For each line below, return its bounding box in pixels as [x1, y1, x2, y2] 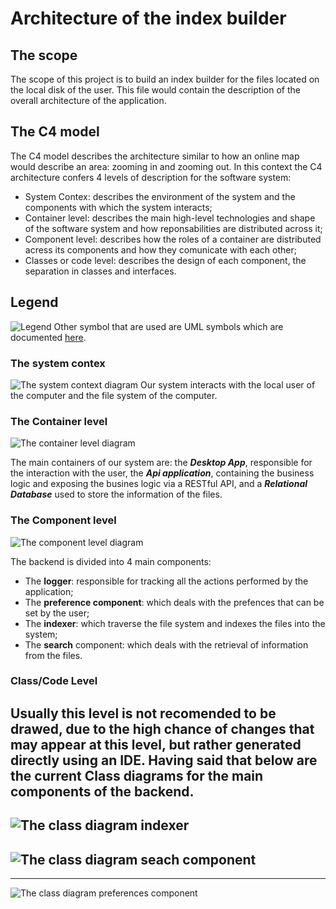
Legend [10, 294, 59, 311]
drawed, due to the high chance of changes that [10, 720, 315, 737]
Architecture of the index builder [10, 7, 287, 30]
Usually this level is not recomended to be [10, 705, 277, 722]
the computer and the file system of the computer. [10, 389, 218, 401]
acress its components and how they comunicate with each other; [24, 243, 297, 256]
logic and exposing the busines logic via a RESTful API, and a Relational [10, 478, 308, 490]
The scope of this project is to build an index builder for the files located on [10, 73, 320, 85]
